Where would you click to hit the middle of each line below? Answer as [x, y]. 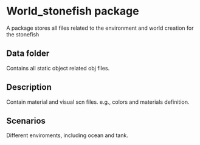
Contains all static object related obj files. [58, 68]
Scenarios [26, 120]
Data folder [28, 54]
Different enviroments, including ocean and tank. [67, 135]
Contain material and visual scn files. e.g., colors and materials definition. [98, 102]
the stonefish [23, 34]
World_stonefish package [73, 11]
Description [29, 87]
